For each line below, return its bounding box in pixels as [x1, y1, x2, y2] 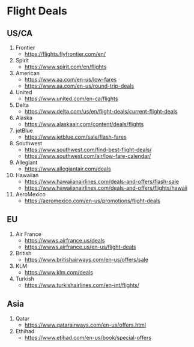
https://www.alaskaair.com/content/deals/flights [24, 121, 144, 127]
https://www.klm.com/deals [24, 268, 94, 276]
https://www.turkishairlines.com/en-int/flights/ [24, 281, 140, 289]
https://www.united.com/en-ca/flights [24, 95, 118, 102]
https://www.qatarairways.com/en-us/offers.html [24, 321, 147, 328]
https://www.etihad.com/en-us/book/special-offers [24, 334, 152, 341]
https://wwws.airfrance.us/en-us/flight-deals [24, 243, 136, 250]
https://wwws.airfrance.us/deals [24, 237, 105, 244]
